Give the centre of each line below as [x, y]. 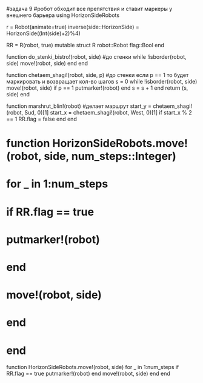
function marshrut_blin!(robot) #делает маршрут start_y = [79, 106]
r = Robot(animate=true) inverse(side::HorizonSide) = [73, 27]
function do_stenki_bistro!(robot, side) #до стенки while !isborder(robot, [96, 57]
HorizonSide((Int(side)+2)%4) [43, 33]
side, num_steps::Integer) [110, 156]
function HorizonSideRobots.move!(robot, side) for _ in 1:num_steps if [93, 367]
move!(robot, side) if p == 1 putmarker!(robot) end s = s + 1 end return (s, [97, 88]
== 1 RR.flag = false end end [42, 119]
